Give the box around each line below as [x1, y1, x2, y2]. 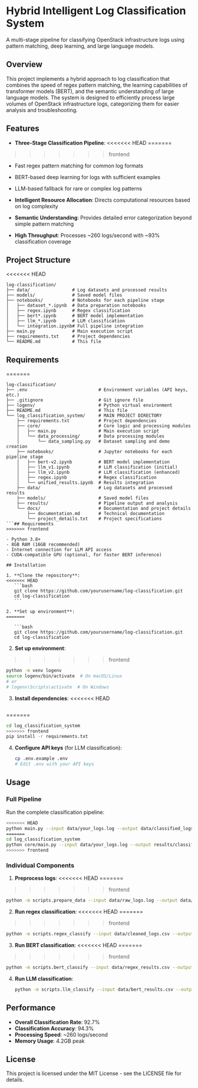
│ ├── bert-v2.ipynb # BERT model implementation [16, 459, 170, 465]
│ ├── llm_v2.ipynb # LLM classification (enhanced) [16, 470, 181, 476]
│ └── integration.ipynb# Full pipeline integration [6, 323, 144, 329]
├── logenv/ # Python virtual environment [6, 403, 173, 408]
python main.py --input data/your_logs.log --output [6, 825, 138, 832]
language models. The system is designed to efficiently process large [6, 94, 175, 101]
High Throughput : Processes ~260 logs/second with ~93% [14, 232, 160, 239]
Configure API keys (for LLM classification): [14, 744, 123, 751]
